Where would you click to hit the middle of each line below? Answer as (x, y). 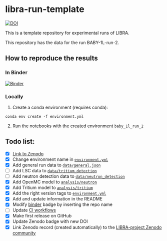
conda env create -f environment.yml (44, 116)
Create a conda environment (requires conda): (60, 107)
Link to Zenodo (28, 153)
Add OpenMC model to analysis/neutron (55, 182)
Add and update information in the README (57, 199)
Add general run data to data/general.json (56, 165)
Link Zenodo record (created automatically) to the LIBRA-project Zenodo (87, 227)
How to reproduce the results (52, 58)
